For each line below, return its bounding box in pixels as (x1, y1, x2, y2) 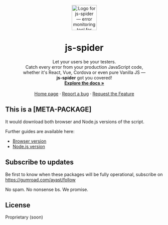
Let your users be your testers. (52, 58, 116, 65)
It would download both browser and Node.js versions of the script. (5, 119, 144, 125)
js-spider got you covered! (56, 74, 112, 80)
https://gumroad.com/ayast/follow (5, 176, 76, 183)
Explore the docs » (64, 80, 104, 86)
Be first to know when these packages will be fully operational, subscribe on (5, 171, 163, 177)
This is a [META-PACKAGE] (5, 105, 92, 114)
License (5, 201, 31, 209)
